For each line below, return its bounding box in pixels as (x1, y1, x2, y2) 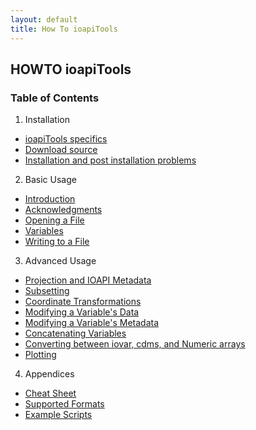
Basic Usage (24, 174, 77, 186)
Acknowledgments (24, 204, 103, 216)
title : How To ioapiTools (10, 24, 118, 34)
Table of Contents (10, 91, 100, 105)
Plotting (24, 349, 57, 361)
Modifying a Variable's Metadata (24, 317, 160, 329)
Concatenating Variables (24, 327, 127, 340)
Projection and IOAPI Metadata (24, 274, 152, 286)
